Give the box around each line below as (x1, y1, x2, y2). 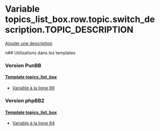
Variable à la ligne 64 (12, 120, 55, 126)
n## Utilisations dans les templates (5, 50, 76, 56)
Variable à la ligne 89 (12, 85, 55, 91)
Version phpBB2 (5, 97, 45, 104)
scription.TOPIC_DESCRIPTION (5, 24, 134, 35)
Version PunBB (5, 62, 42, 69)
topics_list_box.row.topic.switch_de (5, 14, 155, 25)
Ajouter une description (5, 40, 53, 46)
